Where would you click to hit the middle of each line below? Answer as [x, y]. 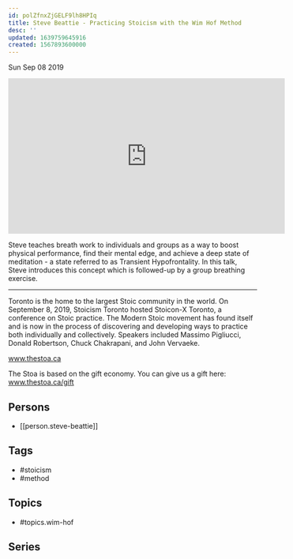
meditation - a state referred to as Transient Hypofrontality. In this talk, [123, 262]
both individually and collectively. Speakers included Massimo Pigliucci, [125, 335]
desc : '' [23, 30]
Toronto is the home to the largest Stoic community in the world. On [118, 302]
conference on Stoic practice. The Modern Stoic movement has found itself [131, 318]
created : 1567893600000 [47, 45]
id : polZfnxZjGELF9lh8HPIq [53, 15]
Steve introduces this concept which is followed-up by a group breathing [127, 270]
